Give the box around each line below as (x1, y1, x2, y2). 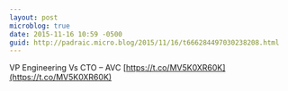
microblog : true (9, 21, 70, 30)
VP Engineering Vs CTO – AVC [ (9, 62, 127, 73)
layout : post (9, 12, 58, 22)
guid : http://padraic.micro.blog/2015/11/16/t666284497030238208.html (9, 37, 280, 47)
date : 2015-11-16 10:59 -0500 (9, 29, 123, 38)
